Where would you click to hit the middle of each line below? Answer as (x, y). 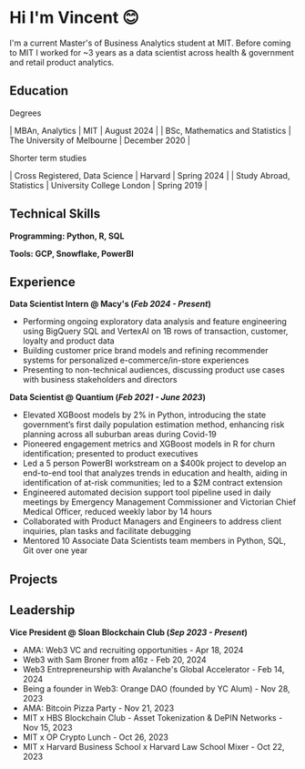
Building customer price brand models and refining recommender (145, 351)
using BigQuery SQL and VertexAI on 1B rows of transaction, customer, (155, 332)
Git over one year (55, 550)
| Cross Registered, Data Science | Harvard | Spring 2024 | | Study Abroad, (150, 175)
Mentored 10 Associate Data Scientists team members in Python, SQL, (154, 541)
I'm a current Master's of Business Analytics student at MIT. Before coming (150, 43)
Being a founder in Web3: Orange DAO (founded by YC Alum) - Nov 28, (156, 688)
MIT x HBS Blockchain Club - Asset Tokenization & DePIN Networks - (152, 717)
